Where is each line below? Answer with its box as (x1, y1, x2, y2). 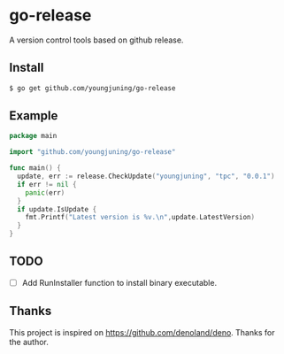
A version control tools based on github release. (9, 35, 184, 45)
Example (9, 108, 58, 124)
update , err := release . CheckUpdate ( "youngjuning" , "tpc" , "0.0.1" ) (17, 172, 275, 181)
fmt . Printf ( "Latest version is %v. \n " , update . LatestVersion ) (25, 213, 255, 222)
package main (9, 132, 58, 141)
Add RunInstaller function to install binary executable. (21, 277, 218, 288)
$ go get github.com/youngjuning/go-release (9, 83, 176, 93)
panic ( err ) (25, 188, 65, 197)
